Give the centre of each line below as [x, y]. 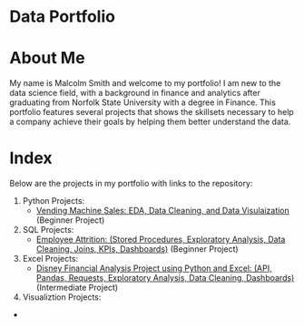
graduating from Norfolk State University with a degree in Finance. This [143, 102]
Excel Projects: [50, 259]
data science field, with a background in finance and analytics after [135, 93]
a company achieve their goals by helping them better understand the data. [150, 122]
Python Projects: [54, 201]
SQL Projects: [48, 230]
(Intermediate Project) [77, 288]
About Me [47, 58]
